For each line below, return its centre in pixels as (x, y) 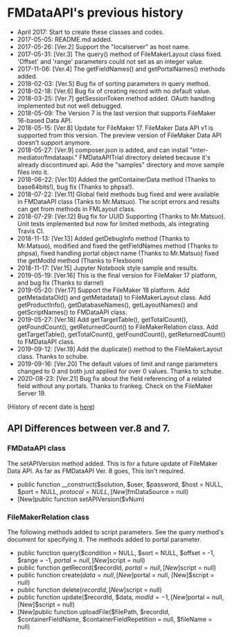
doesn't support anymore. (54, 142)
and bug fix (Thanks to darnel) (61, 282)
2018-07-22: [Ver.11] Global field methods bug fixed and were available (118, 194)
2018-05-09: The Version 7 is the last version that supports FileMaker (116, 113)
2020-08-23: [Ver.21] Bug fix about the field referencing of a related (114, 378)
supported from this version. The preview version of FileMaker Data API (119, 135)
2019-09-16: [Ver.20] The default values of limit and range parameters (117, 364)
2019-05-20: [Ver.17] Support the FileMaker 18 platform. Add (103, 290)
